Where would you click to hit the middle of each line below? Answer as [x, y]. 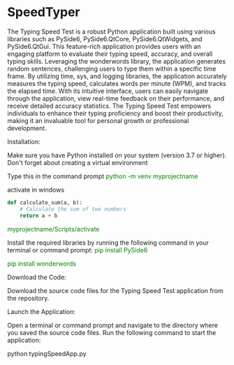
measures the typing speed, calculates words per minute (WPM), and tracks [117, 83]
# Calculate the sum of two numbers [73, 209]
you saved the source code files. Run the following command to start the [112, 332]
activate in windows [36, 189]
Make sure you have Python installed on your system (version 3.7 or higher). [117, 155]
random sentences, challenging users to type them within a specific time [112, 69]
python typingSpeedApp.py [47, 353]
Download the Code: [37, 277]
